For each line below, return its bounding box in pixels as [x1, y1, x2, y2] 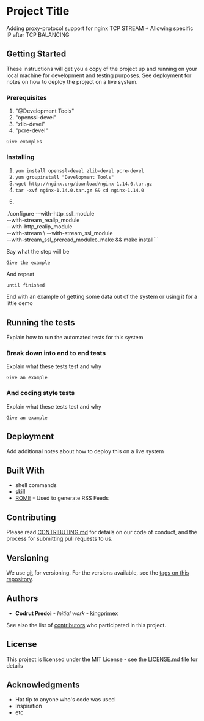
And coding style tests [6, 389, 75, 398]
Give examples [6, 139, 43, 145]
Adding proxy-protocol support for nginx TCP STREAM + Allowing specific [6, 25, 194, 32]
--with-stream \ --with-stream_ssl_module [6, 230, 113, 237]
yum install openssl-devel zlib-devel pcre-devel [15, 168, 145, 174]
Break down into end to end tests [6, 349, 106, 358]
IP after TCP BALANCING [6, 31, 70, 38]
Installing [6, 153, 35, 161]
